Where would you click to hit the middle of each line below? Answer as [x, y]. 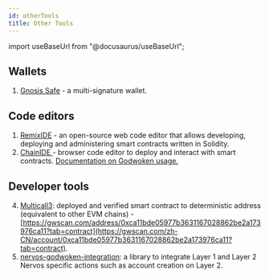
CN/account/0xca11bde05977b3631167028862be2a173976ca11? [126, 239]
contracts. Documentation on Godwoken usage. [99, 161]
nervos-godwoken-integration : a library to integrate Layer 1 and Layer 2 [138, 256]
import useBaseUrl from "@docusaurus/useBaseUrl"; [96, 46]
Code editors [41, 116]
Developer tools [49, 186]
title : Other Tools [41, 23]
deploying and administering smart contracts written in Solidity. [124, 144]
